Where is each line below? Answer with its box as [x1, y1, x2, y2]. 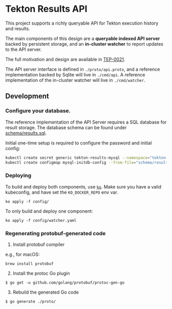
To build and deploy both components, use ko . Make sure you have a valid [5, 183, 162, 190]
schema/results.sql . [5, 130, 47, 136]
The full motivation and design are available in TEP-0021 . [5, 56, 125, 62]
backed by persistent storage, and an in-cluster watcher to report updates [5, 40, 164, 47]
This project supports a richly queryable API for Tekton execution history [5, 20, 159, 26]
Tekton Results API [5, 3, 88, 15]
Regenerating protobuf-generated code [5, 230, 106, 237]
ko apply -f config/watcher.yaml [5, 218, 77, 223]
